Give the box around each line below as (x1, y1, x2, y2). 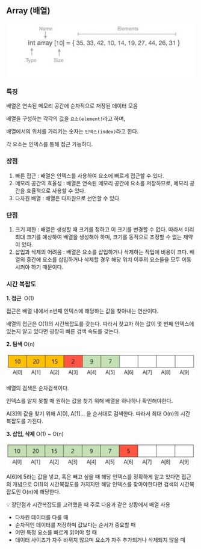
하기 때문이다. (31, 263, 64, 271)
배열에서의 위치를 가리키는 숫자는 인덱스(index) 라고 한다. (6, 128, 139, 135)
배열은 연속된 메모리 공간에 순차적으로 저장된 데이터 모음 (6, 102, 138, 109)
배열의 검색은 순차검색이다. (6, 384, 69, 392)
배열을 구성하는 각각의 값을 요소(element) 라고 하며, (6, 115, 126, 122)
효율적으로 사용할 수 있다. (26, 187, 86, 194)
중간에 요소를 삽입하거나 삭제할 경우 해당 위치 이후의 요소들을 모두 (26, 256, 181, 263)
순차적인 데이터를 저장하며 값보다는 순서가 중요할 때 (14, 521, 136, 529)
